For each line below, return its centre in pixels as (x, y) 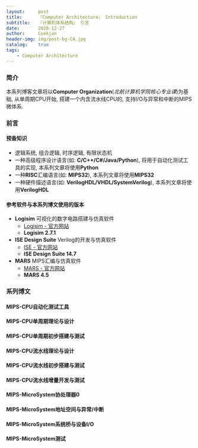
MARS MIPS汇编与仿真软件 (48, 261)
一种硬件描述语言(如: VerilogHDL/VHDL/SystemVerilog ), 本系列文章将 (100, 183)
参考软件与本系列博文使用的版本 (45, 204)
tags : (13, 50)
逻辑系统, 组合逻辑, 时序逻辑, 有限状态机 (63, 153)
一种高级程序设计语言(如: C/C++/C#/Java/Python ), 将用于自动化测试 (99, 160)
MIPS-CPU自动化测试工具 (38, 306)
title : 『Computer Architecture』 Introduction (72, 17)
